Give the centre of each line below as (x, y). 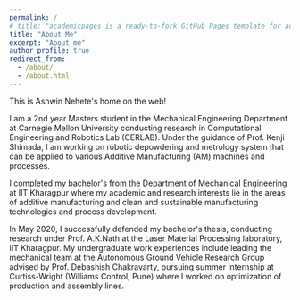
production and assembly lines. (67, 286)
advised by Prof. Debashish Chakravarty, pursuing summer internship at (142, 267)
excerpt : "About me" (48, 42)
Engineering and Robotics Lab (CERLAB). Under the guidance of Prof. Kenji (147, 137)
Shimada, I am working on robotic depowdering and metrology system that (146, 146)
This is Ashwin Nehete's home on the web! (88, 101)
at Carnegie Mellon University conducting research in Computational (135, 128)
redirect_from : (37, 59)
